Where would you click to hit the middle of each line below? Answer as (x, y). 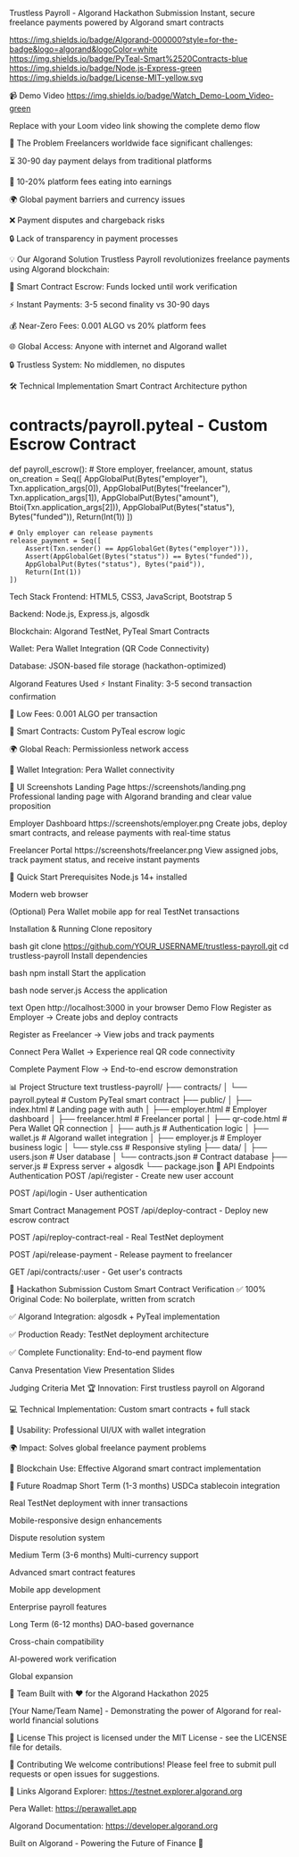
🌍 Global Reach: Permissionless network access (99, 749)
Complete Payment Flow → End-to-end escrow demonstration (124, 1069)
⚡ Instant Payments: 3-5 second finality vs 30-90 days (109, 304)
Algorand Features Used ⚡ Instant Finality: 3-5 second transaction (131, 684)
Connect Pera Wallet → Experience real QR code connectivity (122, 1051)
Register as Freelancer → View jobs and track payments (112, 1034)
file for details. (36, 1747)
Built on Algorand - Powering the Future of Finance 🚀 (106, 1843)
